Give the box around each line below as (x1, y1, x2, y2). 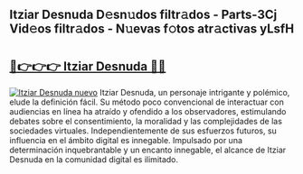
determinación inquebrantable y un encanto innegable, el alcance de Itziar (9, 144, 287, 155)
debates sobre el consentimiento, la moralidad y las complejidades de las (9, 116, 283, 126)
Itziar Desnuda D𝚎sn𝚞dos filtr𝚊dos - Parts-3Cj (9, 7, 278, 23)
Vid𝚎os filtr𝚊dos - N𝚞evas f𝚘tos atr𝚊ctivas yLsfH (9, 22, 295, 37)
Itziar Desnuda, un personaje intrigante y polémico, (99, 87, 290, 97)
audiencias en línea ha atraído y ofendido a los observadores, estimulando (9, 106, 287, 116)
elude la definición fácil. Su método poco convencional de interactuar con (9, 96, 285, 107)
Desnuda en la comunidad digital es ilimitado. (9, 154, 179, 165)
